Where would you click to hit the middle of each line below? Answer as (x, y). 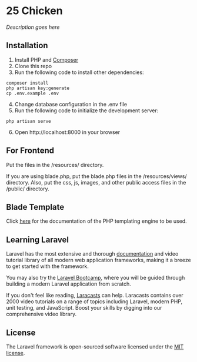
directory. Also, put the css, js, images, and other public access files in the (96, 182)
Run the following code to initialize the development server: (86, 110)
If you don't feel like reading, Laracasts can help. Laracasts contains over (95, 296)
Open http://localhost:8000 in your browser (67, 132)
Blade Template (35, 207)
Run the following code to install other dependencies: (79, 72)
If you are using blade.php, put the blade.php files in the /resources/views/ (96, 176)
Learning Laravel (38, 239)
